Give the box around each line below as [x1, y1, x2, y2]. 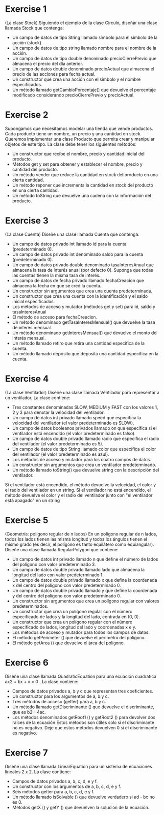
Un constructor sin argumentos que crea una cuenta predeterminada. [12, 288, 153, 294]
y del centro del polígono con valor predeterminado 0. [12, 593, 121, 598]
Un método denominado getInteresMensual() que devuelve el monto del [12, 330, 158, 336]
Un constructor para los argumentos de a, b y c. [12, 693, 109, 699]
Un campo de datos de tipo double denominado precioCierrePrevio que [12, 55, 157, 61]
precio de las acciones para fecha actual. [12, 71, 95, 77]
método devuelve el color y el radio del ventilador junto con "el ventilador [5, 492, 153, 498]
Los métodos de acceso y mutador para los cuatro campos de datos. [12, 456, 152, 462]
